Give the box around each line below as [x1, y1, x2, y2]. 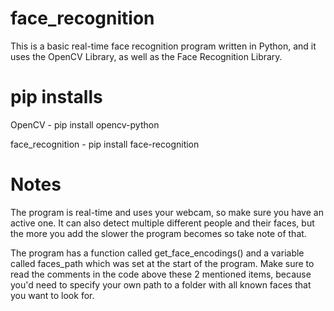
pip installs [10, 86, 103, 109]
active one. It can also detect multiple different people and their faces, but [10, 217, 315, 229]
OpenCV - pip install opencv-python [10, 118, 160, 131]
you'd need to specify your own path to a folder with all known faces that [10, 278, 312, 291]
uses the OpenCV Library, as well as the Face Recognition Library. [10, 50, 283, 62]
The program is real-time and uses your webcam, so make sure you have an [10, 206, 324, 218]
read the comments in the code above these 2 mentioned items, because [10, 268, 312, 280]
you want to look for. [10, 289, 95, 301]
